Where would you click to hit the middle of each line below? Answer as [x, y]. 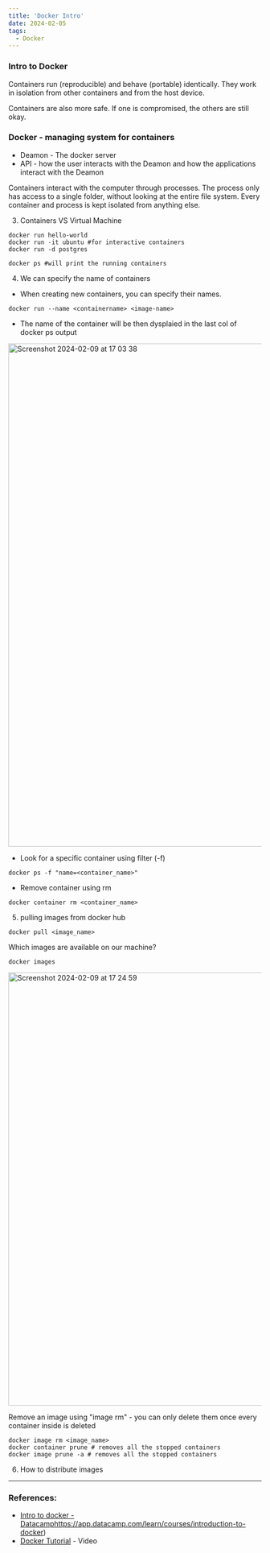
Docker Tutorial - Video [59, 1541]
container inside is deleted [52, 1425]
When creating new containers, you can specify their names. [121, 294]
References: [33, 1497]
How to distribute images [61, 1469]
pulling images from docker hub [73, 917]
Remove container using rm [65, 887]
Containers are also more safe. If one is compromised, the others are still [129, 108]
